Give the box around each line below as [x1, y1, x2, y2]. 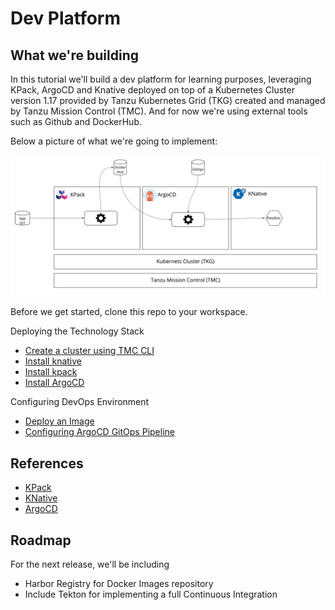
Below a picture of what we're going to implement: [10, 135, 218, 147]
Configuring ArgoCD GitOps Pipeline [24, 426, 175, 438]
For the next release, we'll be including [10, 558, 170, 571]
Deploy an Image [24, 415, 95, 427]
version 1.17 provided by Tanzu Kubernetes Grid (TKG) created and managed [10, 95, 326, 106]
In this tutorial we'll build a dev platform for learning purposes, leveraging [10, 73, 312, 85]
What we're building [10, 47, 139, 64]
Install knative [24, 355, 82, 367]
